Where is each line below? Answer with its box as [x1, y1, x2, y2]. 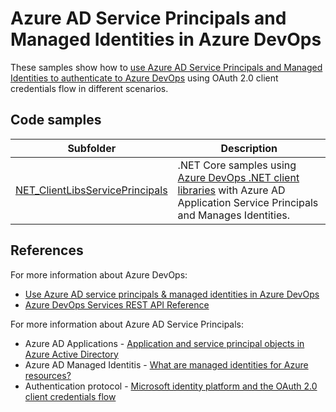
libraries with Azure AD [177, 183, 286, 197]
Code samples [10, 112, 102, 129]
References [10, 242, 84, 259]
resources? [24, 369, 72, 381]
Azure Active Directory [24, 348, 119, 360]
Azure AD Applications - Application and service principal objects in [24, 337, 305, 349]
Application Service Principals [177, 195, 319, 209]
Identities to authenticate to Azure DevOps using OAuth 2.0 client [10, 72, 279, 84]
